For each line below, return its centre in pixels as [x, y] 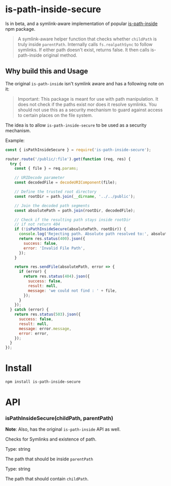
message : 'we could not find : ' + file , [72, 291]
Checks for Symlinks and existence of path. [51, 439]
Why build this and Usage [47, 71]
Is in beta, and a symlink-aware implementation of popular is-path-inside [81, 24]
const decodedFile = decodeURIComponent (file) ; [66, 182]
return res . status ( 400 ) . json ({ [52, 239]
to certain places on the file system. [55, 115]
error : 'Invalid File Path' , [54, 248]
